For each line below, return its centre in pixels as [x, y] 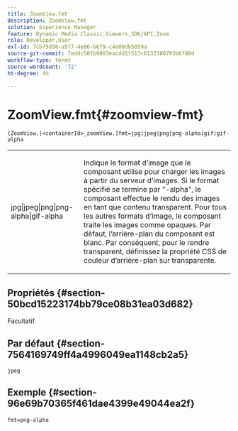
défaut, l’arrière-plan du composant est [149, 234]
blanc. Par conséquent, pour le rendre [147, 243]
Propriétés [31, 293]
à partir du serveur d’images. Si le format [152, 180]
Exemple [27, 392]
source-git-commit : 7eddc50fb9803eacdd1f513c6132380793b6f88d [101, 54]
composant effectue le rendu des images [152, 198]
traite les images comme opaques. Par [147, 225]
